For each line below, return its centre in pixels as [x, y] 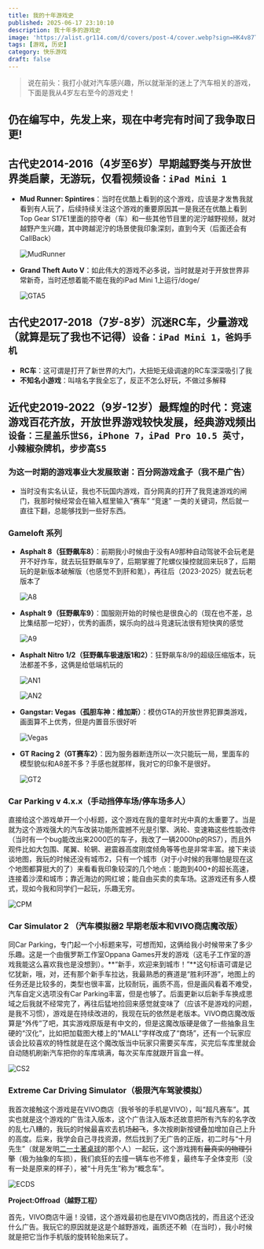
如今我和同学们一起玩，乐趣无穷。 [84, 889]
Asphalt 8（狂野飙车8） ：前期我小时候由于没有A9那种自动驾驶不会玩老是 [137, 551]
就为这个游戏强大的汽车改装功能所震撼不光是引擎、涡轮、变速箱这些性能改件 [132, 830]
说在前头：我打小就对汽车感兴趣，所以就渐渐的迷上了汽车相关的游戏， [141, 83]
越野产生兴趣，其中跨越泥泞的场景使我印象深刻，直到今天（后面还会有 [133, 228]
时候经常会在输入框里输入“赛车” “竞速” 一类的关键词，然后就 [145, 501]
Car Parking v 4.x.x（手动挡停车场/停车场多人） [99, 801]
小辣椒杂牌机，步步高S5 [57, 449]
